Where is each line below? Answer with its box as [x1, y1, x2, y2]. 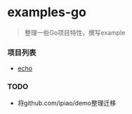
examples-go [7, 4, 86, 20]
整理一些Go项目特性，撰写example [24, 28, 126, 37]
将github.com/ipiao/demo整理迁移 [17, 99, 117, 107]
